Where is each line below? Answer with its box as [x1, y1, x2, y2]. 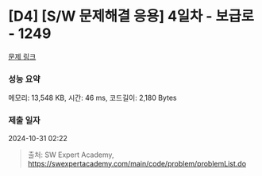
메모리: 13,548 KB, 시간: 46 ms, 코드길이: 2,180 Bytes [8, 93, 177, 103]
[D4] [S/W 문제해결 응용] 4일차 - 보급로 [8, 7, 255, 25]
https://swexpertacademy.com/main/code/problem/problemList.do [27, 159, 247, 168]
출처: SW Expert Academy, [27, 150, 114, 159]
